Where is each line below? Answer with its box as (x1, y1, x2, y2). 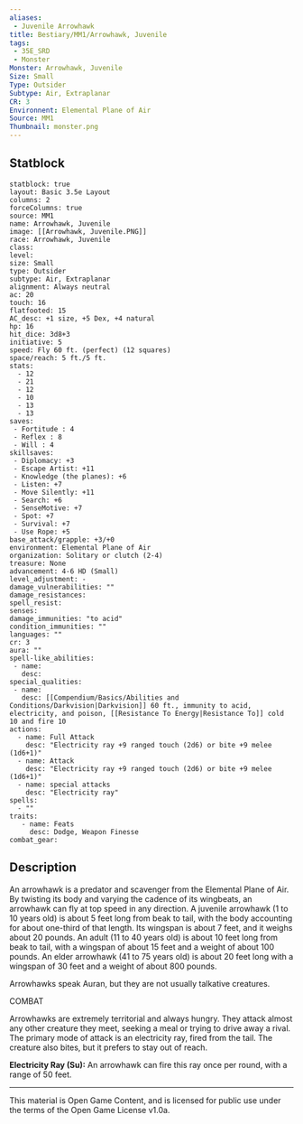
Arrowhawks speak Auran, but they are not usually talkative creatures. (9, 978, 271, 989)
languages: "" (9, 629, 63, 639)
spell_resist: (9, 598, 63, 608)
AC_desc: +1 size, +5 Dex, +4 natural (9, 313, 155, 323)
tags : (9, 38, 30, 48)
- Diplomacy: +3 (13, 456, 75, 465)
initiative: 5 (9, 338, 63, 347)
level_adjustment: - (9, 574, 87, 583)
